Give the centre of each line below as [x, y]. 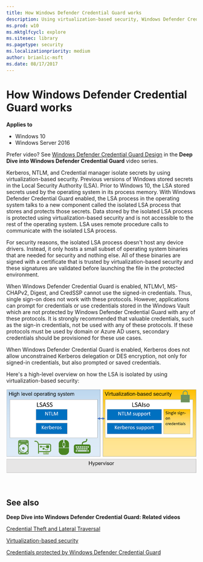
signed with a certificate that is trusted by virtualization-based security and [100, 261]
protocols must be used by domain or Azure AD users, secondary [88, 331]
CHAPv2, [18, 293]
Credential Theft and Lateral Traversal [53, 529]
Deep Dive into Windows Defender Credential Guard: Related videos [93, 517]
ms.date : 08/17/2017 [32, 64]
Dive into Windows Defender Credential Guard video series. [82, 161]
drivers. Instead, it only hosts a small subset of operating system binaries [97, 249]
